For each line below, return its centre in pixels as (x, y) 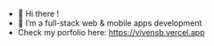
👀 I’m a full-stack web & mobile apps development (110, 23)
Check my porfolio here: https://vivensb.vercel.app (111, 32)
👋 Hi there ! (38, 14)
